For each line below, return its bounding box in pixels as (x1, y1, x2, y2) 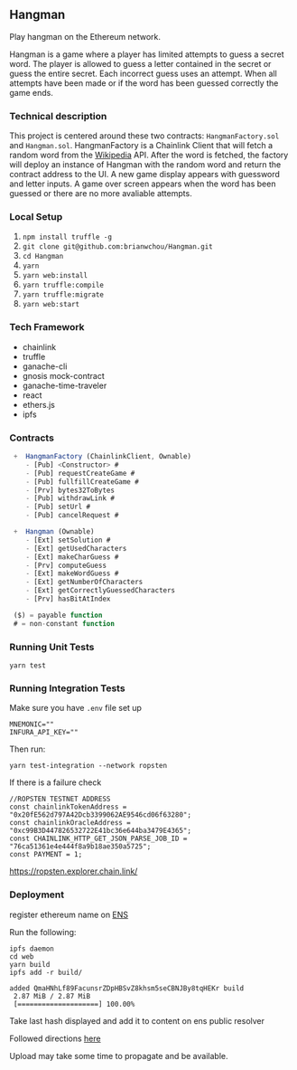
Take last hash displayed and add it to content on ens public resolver (9, 1015, 265, 1026)
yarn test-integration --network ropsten (9, 762, 168, 771)
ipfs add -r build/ (9, 968, 83, 977)
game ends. (9, 87, 54, 98)
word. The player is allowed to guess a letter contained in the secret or (9, 58, 272, 69)
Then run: (9, 743, 46, 754)
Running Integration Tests (9, 682, 125, 695)
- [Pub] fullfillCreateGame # (25, 477, 140, 487)
